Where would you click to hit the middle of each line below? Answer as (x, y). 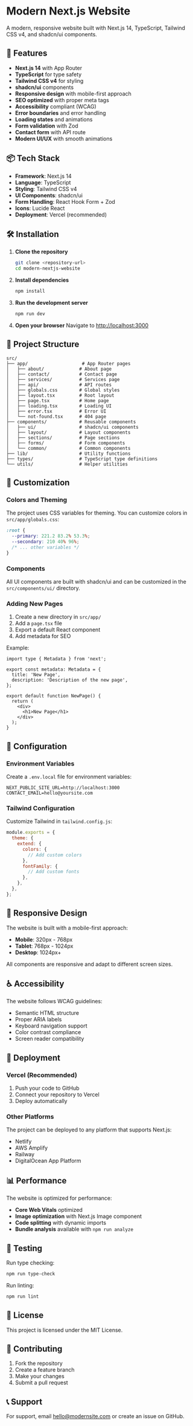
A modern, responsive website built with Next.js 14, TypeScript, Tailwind (96, 28)
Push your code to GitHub (47, 1088)
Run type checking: (30, 1263)
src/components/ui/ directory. (43, 588)
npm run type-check (31, 1274)
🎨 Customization (38, 483)
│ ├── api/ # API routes (59, 385)
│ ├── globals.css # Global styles (63, 390)
